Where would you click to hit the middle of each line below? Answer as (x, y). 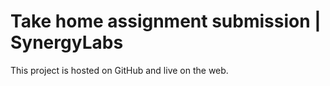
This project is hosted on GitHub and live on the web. (119, 70)
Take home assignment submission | (166, 21)
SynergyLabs (67, 42)
